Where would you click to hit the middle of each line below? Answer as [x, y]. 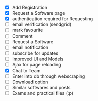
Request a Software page [39, 13]
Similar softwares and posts [41, 87]
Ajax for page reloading [37, 64]
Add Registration [30, 7]
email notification [30, 47]
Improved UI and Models [38, 59]
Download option [30, 82]
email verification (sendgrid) [42, 24]
